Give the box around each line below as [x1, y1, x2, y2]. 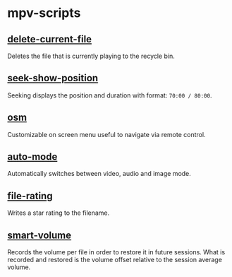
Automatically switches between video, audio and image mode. [7, 170, 192, 178]
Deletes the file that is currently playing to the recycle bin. [7, 52, 175, 60]
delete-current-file [7, 33, 92, 45]
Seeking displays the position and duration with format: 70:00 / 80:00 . [7, 90, 212, 100]
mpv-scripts [7, 5, 81, 21]
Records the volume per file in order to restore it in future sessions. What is [7, 248, 226, 257]
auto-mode [7, 151, 58, 163]
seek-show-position [7, 72, 99, 84]
